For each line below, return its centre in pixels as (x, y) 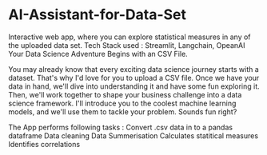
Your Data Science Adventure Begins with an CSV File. (98, 54)
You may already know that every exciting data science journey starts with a (134, 69)
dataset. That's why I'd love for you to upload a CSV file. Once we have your (134, 77)
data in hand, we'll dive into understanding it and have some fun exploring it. (134, 86)
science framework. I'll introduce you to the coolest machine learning (122, 103)
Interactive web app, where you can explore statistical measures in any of (130, 37)
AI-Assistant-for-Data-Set (97, 15)
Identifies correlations (44, 144)
